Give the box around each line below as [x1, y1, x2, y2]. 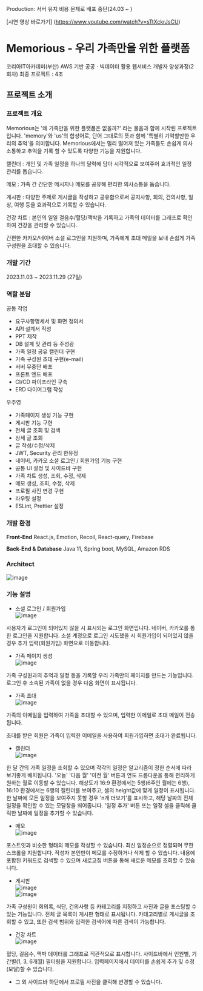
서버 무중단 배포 [15, 363, 53, 371]
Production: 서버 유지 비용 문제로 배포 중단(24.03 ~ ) [6, 5, 133, 12]
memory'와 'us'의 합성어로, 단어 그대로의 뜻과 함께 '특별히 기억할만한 [25, 132, 190, 139]
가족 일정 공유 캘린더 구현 [15, 348, 76, 356]
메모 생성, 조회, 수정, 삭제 [15, 480, 75, 487]
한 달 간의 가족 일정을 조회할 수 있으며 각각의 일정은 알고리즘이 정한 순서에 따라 [6, 764, 192, 771]
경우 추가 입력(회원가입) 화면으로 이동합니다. [6, 640, 111, 647]
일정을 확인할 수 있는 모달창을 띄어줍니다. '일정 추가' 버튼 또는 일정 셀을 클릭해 [6, 802, 190, 809]
